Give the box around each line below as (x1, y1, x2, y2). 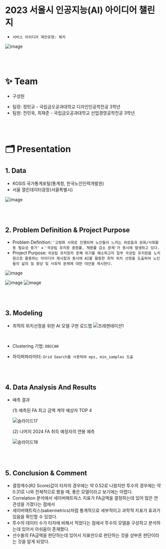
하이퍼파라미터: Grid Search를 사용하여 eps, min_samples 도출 (12, 354, 134, 360)
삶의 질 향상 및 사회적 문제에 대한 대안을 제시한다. (21, 261, 113, 266)
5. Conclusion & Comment (5, 468, 88, 477)
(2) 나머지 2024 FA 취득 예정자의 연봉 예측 (12, 429, 95, 435)
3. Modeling (5, 309, 43, 317)
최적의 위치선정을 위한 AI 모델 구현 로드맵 (12, 323, 92, 329)
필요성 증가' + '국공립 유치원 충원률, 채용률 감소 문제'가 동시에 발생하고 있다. (18, 244, 160, 250)
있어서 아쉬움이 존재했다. (21, 526, 70, 532)
